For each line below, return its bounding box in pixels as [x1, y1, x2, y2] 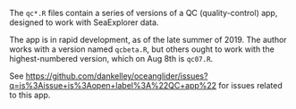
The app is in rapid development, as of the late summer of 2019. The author [9, 35, 288, 45]
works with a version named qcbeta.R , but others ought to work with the [9, 44, 275, 54]
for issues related [218, 80, 283, 90]
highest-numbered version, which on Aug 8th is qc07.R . [9, 54, 214, 63]
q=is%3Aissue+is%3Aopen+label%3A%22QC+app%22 [9, 80, 217, 90]
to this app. [9, 89, 51, 100]
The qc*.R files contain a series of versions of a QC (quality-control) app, [9, 8, 278, 18]
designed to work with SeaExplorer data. [9, 17, 159, 28]
